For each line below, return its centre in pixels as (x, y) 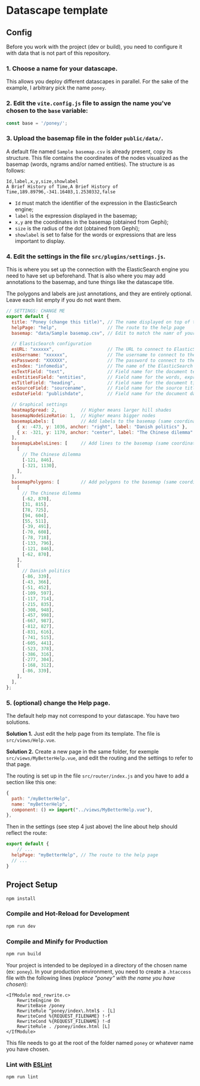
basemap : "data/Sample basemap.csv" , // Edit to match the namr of (97, 333)
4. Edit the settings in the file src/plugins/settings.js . (86, 256)
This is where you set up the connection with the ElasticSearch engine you (98, 270)
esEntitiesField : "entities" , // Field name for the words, (97, 377)
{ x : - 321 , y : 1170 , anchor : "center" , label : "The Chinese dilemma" (105, 432)
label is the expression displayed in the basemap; (76, 215)
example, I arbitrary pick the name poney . (56, 88)
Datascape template (57, 10)
